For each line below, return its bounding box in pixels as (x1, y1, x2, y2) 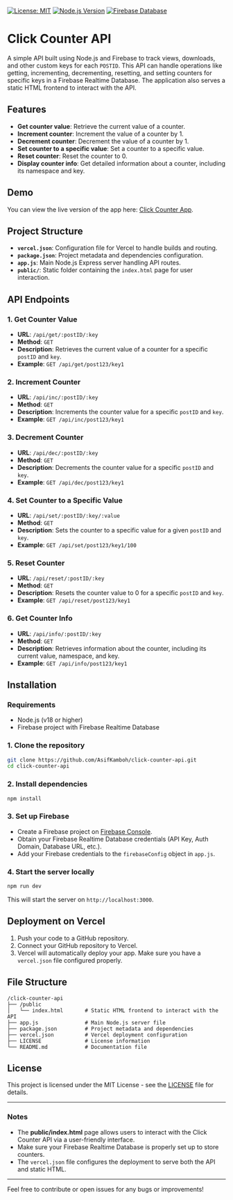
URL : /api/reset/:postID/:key (17, 574, 105, 583)
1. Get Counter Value (7, 314, 78, 324)
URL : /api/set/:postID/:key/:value (17, 511, 120, 519)
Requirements (7, 700, 56, 709)
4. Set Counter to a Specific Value (7, 495, 123, 505)
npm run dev (7, 883, 42, 890)
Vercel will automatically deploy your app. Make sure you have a (17, 949, 201, 957)
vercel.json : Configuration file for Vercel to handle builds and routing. (17, 244, 218, 252)
